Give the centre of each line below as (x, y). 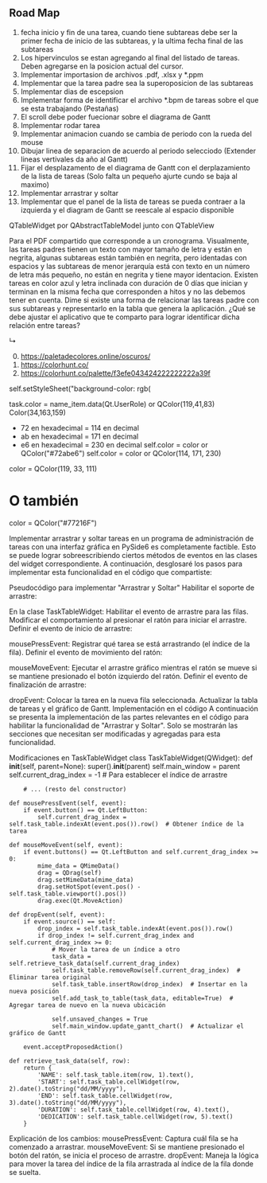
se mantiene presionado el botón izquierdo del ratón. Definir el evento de (129, 676)
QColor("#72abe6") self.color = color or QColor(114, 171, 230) (121, 453)
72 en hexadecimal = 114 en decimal (80, 428)
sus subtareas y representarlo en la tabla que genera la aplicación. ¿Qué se (132, 308)
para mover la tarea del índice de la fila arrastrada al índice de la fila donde (131, 1163)
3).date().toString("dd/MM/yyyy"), (68, 1103)
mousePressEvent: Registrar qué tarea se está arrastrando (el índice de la (130, 643)
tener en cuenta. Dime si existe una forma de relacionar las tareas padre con (134, 300)
